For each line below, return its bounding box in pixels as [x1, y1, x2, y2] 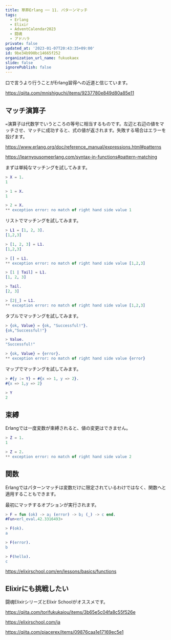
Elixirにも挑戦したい [5, 584, 69, 593]
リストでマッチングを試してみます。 [5, 217, 81, 224]
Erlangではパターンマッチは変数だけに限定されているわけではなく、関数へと [5, 484, 166, 490]
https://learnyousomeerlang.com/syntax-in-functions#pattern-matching [5, 154, 158, 160]
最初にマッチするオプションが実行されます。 [5, 502, 99, 508]
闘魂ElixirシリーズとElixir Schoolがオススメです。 [5, 599, 109, 605]
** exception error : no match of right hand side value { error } [5, 356, 145, 361]
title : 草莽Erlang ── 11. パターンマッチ [5, 7, 88, 13]
